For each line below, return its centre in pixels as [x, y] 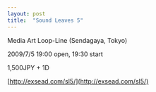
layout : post [26, 14]
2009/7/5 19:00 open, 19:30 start [55, 54]
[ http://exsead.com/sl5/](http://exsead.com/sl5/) [78, 81]
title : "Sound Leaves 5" [45, 20]
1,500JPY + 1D [28, 67]
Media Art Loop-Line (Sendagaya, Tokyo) [67, 40]
